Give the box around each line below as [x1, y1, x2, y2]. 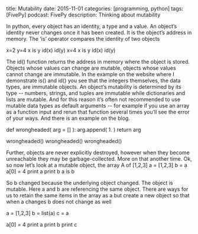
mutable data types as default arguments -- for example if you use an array [6, 102, 190, 109]
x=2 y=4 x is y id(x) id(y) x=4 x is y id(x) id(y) [6, 47, 116, 54]
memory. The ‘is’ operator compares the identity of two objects [6, 35, 160, 42]
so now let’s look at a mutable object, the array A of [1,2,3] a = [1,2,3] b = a [6, 162, 187, 168]
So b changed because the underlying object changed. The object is [6, 180, 173, 186]
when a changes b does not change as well [6, 198, 112, 205]
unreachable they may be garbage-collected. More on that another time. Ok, [6, 155, 192, 162]
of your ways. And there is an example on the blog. [6, 115, 130, 122]
